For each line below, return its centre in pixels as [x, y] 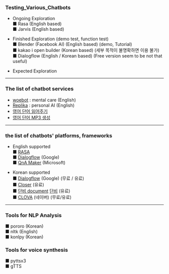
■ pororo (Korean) [24, 226]
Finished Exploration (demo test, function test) [61, 39]
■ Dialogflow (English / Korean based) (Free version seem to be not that [87, 56]
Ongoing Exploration [34, 19]
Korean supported [31, 172]
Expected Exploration [34, 71]
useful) [20, 61]
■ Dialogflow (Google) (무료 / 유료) [48, 178]
